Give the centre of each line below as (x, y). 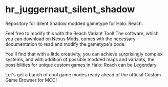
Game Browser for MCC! (31, 80)
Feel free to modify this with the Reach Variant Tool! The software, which (82, 33)
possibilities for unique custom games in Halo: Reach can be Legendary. (81, 65)
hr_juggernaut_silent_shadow (70, 9)
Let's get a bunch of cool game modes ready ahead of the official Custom (83, 74)
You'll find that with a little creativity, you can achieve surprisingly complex (84, 54)
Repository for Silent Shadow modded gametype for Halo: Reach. (74, 23)
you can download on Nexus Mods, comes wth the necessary (70, 39)
